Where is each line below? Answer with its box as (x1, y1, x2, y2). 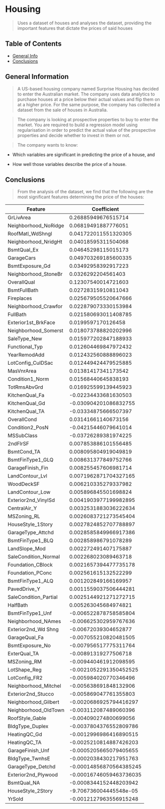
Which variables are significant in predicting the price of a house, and (12, 152, 155, 158)
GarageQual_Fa (7, 634, 44, 641)
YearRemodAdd (7, 351, 45, 358)
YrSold (7, 796, 23, 803)
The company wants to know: (17, 142, 79, 148)
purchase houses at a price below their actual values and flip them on (17, 96, 160, 102)
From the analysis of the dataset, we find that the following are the (17, 189, 153, 195)
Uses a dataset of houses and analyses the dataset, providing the (17, 20, 152, 26)
